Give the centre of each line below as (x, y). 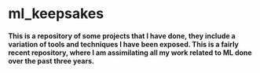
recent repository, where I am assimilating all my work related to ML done (130, 53)
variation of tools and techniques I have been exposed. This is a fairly (124, 44)
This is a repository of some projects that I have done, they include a (122, 35)
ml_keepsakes (56, 14)
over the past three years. (51, 60)
